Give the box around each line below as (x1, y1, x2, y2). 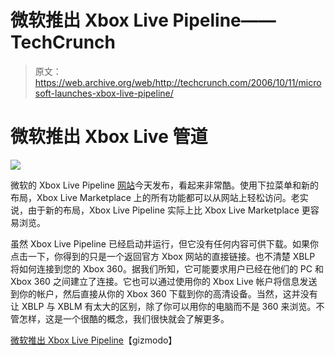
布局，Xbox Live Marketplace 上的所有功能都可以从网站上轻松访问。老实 (10, 191, 309, 203)
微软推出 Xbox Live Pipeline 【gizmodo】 (10, 334, 178, 346)
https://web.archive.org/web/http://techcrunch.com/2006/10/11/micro (34, 76, 322, 88)
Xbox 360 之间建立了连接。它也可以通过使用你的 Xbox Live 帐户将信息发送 (10, 275, 318, 287)
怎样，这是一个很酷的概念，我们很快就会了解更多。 (18, 312, 230, 325)
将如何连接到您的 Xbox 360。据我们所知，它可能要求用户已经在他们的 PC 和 (10, 262, 324, 275)
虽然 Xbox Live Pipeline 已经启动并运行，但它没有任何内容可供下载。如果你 (10, 237, 319, 250)
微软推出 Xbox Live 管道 (10, 126, 208, 148)
